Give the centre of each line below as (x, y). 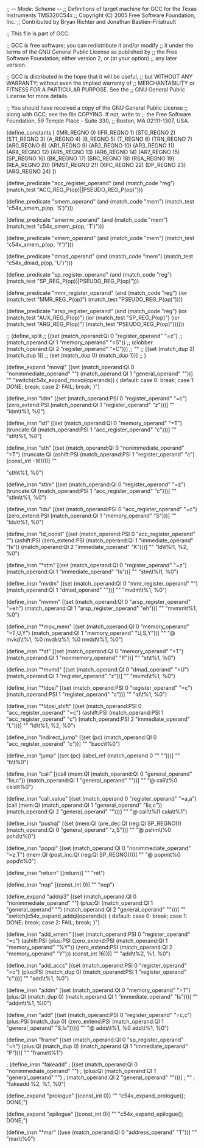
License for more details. (37, 96)
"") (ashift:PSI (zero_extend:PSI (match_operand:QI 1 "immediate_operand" (100, 540)
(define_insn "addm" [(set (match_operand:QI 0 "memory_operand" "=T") (98, 990)
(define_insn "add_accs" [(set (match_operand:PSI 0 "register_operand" (97, 966)
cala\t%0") (20, 787)
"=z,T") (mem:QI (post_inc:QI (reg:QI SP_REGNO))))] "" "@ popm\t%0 (93, 855)
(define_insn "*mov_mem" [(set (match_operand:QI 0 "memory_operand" (98, 626)
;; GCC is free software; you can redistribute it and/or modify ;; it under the (100, 45)
